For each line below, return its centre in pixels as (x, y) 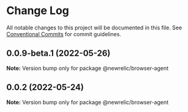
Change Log (38, 11)
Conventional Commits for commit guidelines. (64, 34)
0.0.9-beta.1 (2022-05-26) (58, 54)
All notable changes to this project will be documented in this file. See (94, 28)
